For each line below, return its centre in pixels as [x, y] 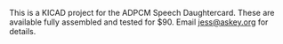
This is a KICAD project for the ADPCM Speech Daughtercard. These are [142, 13]
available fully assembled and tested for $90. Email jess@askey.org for [139, 22]
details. [23, 31]
